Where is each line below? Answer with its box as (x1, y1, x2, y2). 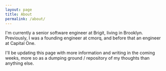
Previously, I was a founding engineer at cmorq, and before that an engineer (5, 35, 161, 41)
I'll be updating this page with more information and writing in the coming (5, 50, 155, 56)
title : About (5, 12, 32, 17)
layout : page (5, 7, 32, 12)
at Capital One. (5, 40, 36, 46)
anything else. (5, 60, 34, 67)
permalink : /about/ (5, 16, 46, 21)
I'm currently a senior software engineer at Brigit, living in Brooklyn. (5, 30, 143, 36)
